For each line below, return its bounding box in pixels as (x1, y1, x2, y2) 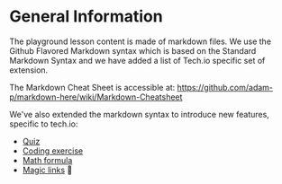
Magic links (22, 164, 66, 175)
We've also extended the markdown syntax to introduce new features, (9, 109, 270, 119)
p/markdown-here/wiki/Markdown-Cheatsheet (9, 92, 183, 102)
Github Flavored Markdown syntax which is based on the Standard (9, 45, 257, 56)
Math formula (22, 154, 73, 165)
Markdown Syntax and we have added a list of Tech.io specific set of (9, 55, 266, 66)
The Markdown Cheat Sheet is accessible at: (9, 82, 176, 92)
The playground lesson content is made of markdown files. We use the (9, 36, 272, 47)
